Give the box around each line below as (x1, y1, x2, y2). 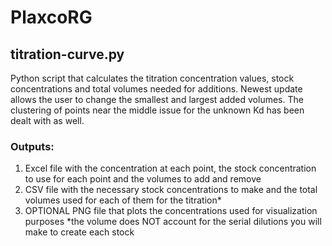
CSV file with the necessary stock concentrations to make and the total (24, 184, 318, 196)
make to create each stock (24, 226, 135, 238)
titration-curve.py (10, 46, 125, 63)
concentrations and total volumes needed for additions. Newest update (10, 83, 303, 95)
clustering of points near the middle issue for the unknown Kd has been (10, 104, 305, 116)
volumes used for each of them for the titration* (24, 194, 222, 206)
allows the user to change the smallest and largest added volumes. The (10, 94, 304, 105)
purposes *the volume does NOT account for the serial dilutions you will (24, 216, 322, 228)
